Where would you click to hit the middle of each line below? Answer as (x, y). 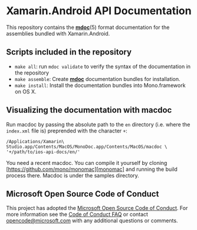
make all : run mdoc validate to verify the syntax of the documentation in (102, 66)
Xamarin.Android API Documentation (99, 11)
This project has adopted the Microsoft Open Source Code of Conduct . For (97, 208)
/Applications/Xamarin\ (35, 141)
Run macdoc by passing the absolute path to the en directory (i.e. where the (98, 124)
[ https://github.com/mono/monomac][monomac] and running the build (92, 169)
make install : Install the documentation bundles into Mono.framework (100, 85)
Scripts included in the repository (69, 52)
